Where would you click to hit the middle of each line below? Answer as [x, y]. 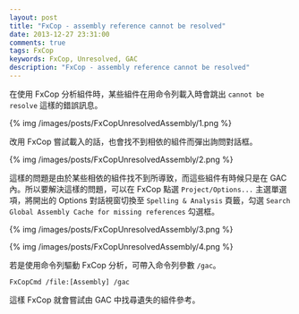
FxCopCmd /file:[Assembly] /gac [69, 282]
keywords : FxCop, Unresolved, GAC [74, 59]
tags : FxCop [31, 51]
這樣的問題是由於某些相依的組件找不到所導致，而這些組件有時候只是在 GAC [148, 178]
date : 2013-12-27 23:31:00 [60, 34]
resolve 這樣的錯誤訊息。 [56, 105]
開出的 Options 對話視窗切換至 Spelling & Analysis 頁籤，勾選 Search [162, 200]
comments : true [38, 42]
